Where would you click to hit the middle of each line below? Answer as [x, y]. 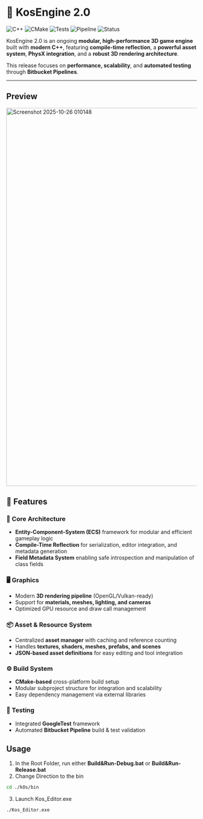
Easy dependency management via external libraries [80, 694]
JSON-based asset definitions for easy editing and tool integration [99, 653]
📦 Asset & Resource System [49, 624]
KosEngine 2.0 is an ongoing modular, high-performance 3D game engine [100, 41]
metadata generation [41, 551]
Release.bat [31, 770]
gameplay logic [34, 538]
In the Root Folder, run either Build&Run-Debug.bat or [83, 763]
